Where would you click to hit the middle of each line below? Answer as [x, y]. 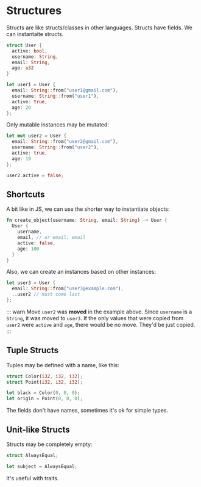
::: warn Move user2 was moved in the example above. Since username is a [99, 312]
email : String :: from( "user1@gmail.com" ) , [65, 90]
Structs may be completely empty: [49, 444]
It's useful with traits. [33, 478]
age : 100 [28, 249]
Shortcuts [26, 194]
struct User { [24, 45]
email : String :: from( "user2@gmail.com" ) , [65, 142]
